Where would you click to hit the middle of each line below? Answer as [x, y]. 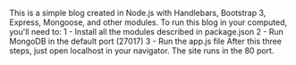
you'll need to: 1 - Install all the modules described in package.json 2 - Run [147, 32]
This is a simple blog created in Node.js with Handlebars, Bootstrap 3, [138, 13]
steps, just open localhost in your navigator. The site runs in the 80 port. [142, 51]
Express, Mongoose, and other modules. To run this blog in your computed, [148, 22]
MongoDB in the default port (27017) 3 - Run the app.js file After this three [146, 41]
